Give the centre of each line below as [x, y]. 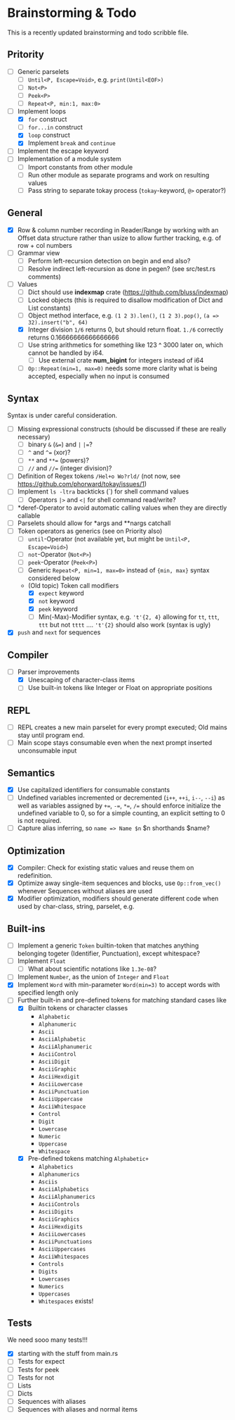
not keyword [56, 601]
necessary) [34, 437]
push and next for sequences [59, 632]
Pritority [26, 55]
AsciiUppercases [62, 1249]
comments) [44, 277]
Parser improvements [48, 672]
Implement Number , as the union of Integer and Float [93, 977]
